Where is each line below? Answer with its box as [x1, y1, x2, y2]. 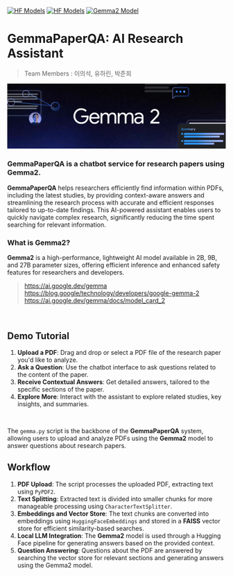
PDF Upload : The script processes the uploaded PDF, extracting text [17, 480, 214, 488]
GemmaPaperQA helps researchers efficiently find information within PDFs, [7, 184, 224, 192]
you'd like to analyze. [17, 356, 78, 364]
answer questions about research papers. [7, 441, 127, 450]
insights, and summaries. [17, 399, 89, 408]
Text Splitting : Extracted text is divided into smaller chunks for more [17, 494, 213, 503]
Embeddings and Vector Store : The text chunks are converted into [17, 509, 209, 518]
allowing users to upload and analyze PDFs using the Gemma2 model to [7, 434, 214, 442]
